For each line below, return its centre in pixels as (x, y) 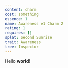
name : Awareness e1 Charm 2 (34, 24)
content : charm (21, 10)
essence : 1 (16, 19)
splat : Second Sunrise (29, 38)
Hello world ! (18, 61)
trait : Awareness (23, 42)
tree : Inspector (22, 47)
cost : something (22, 14)
